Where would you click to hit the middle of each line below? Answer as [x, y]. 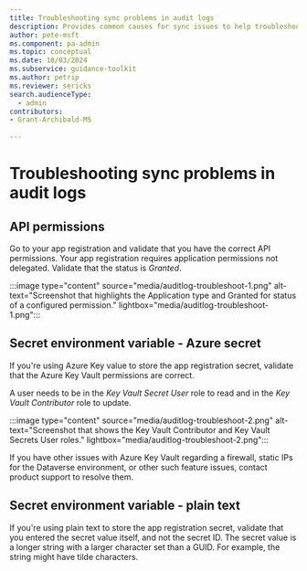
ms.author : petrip [44, 78]
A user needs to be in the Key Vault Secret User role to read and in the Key [150, 393]
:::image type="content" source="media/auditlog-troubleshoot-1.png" [141, 285]
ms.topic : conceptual [51, 52]
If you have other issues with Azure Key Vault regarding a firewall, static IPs [152, 457]
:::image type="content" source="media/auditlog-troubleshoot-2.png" [142, 420]
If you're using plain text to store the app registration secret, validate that [147, 527]
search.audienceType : [51, 94]
